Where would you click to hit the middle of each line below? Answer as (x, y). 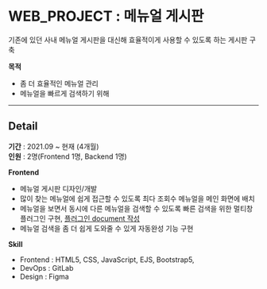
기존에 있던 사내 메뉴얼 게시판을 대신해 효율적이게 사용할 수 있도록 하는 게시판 (128, 40)
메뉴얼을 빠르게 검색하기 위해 (64, 93)
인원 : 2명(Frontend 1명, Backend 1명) (68, 156)
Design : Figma (44, 276)
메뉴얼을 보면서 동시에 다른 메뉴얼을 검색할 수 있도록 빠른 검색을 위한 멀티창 (136, 208)
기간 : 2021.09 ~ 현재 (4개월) (54, 146)
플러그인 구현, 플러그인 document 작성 (80, 218)
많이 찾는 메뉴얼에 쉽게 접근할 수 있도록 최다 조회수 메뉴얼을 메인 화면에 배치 (137, 198)
